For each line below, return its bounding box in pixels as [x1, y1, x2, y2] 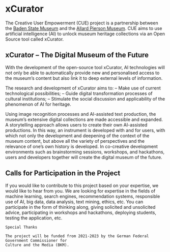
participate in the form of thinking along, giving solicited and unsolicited [5, 204, 156, 210]
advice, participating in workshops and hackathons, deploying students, [5, 209, 157, 215]
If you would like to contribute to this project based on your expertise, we [5, 182, 159, 188]
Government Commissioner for [5, 238, 67, 243]
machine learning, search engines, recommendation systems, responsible [5, 193, 160, 199]
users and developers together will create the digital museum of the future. [5, 154, 162, 160]
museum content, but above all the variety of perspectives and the [5, 138, 145, 144]
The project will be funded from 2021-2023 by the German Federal [5, 233, 149, 239]
